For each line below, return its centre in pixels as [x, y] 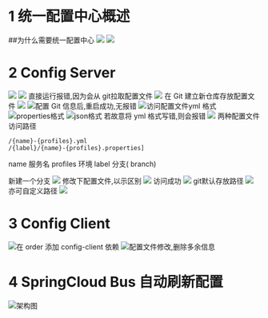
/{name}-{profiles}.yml [48, 141]
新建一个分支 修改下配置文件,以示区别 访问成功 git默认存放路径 [126, 181]
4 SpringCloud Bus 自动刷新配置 [116, 282]
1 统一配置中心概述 [69, 16]
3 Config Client [59, 224]
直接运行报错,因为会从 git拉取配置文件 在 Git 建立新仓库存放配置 [138, 96]
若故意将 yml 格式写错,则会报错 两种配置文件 [182, 116]
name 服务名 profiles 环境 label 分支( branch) [82, 164]
